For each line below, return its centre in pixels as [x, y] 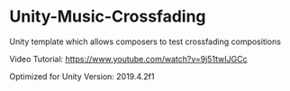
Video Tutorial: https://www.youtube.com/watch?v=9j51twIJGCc [128, 59]
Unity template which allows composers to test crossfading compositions [145, 41]
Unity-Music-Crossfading [108, 17]
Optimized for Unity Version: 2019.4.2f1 [82, 76]
